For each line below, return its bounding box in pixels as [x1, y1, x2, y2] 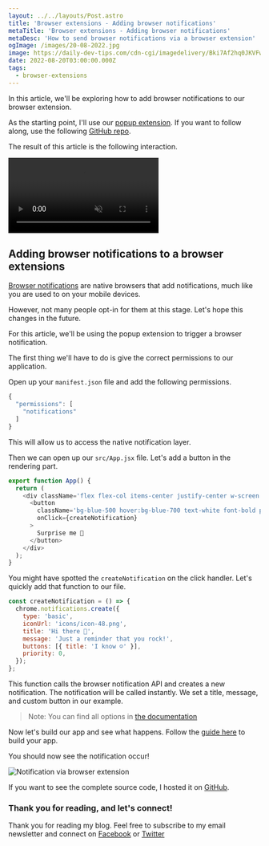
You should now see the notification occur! [8, 751, 150, 761]
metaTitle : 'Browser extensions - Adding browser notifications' [8, 26, 231, 35]
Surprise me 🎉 [37, 529, 84, 537]
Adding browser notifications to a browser [8, 247, 224, 261]
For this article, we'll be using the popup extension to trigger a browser [8, 329, 243, 339]
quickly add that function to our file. [8, 582, 126, 592]
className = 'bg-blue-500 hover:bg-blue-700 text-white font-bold [37, 506, 256, 515]
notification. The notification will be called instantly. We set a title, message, [8, 688, 259, 698]
